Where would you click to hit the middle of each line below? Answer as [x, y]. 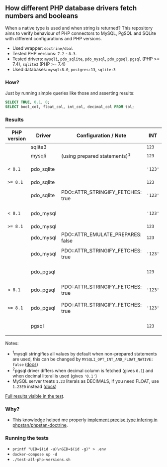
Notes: [12, 344]
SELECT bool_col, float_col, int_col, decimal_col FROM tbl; [70, 107]
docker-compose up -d [35, 455]
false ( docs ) [25, 364]
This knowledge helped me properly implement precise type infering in [85, 420]
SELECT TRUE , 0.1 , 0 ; [28, 102]
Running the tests [27, 438]
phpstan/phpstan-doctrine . [40, 425]
